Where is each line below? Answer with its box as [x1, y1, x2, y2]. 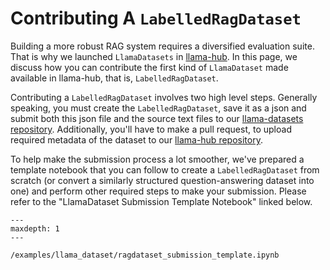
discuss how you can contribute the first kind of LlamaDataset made [10, 61, 289, 73]
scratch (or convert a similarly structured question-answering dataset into [10, 174, 315, 186]
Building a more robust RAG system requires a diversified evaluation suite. [10, 40, 315, 52]
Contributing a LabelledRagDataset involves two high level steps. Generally [10, 91, 318, 103]
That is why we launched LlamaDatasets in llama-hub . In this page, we [10, 50, 298, 62]
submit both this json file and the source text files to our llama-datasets [10, 112, 304, 124]
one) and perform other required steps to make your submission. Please [10, 185, 307, 197]
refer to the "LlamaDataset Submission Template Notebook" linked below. [10, 195, 313, 207]
